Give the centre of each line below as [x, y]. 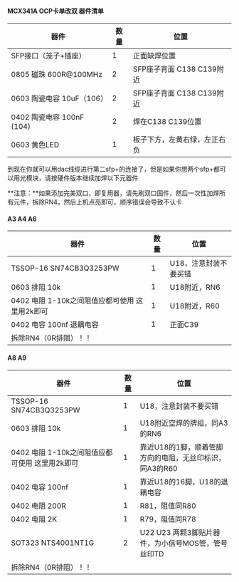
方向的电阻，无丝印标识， [182, 457]
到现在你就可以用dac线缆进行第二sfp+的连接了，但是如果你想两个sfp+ [111, 169]
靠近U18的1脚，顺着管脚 [181, 447]
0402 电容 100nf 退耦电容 [55, 325]
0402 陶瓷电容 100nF [48, 118]
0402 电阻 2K [34, 519]
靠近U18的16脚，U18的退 [184, 482]
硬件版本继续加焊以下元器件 [97, 178]
